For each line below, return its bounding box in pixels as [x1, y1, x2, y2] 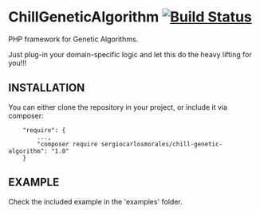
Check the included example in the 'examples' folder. [8, 196, 183, 206]
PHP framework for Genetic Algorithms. [8, 34, 139, 44]
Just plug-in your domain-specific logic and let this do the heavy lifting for [8, 49, 253, 59]
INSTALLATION [8, 81, 85, 95]
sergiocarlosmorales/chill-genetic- [100, 140, 223, 148]
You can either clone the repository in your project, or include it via [8, 102, 228, 111]
